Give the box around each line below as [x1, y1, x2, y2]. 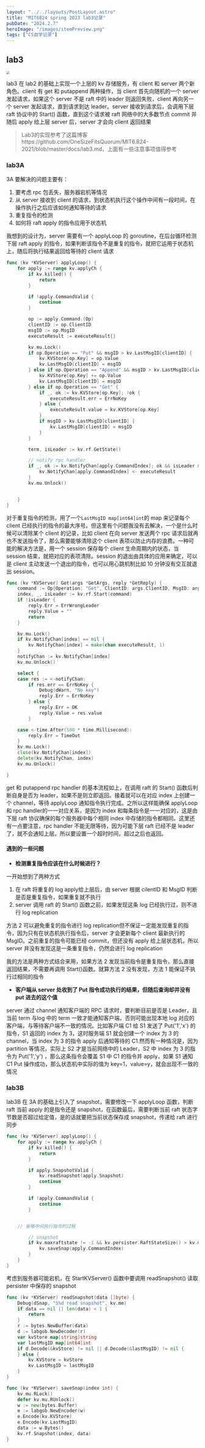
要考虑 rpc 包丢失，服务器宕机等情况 [15, 189, 107, 196]
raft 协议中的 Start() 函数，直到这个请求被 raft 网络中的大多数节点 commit [6, 110, 190, 118]
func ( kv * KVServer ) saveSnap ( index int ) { [6, 1385, 119, 1391]
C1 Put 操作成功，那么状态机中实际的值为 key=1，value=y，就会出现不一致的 [6, 1060, 199, 1067]
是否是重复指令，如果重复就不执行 [15, 893, 101, 901]
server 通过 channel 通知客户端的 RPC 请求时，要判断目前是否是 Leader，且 [6, 1007, 198, 1014]
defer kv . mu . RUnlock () [17, 1397, 75, 1403]
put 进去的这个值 [15, 993, 58, 1001]
